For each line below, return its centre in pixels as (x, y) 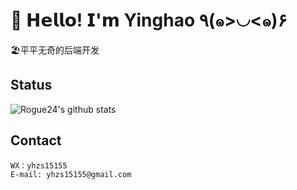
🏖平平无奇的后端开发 (55, 50)
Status (31, 85)
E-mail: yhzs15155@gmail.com (71, 174)
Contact (36, 140)
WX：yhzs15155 (39, 165)
